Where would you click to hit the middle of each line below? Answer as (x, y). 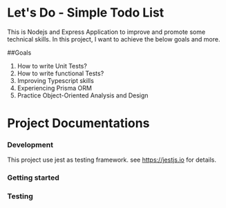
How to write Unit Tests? (52, 66)
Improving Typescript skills (56, 80)
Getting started (34, 178)
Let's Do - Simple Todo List (86, 13)
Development (30, 145)
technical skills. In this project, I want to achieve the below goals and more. (114, 39)
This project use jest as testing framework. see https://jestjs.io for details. (112, 160)
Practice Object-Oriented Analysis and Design (83, 95)
